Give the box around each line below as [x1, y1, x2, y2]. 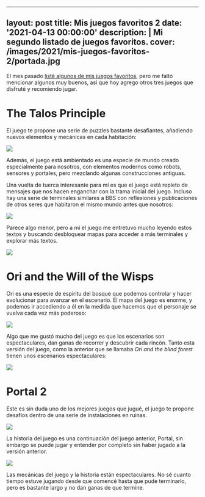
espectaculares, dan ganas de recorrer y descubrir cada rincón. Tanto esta [6, 339, 195, 346]
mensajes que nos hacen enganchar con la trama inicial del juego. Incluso [6, 187, 192, 195]
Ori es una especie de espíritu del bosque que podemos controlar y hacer [6, 290, 192, 297]
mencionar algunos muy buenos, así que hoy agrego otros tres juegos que [6, 79, 193, 86]
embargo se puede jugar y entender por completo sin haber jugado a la [6, 441, 186, 448]
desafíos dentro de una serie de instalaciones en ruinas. [6, 411, 148, 418]
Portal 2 [6, 385, 47, 398]
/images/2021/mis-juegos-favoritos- [6, 46, 150, 57]
